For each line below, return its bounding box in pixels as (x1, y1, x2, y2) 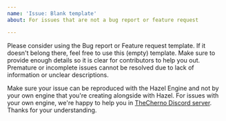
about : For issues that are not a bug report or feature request (7, 16, 198, 23)
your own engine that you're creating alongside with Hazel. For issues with (7, 91, 219, 100)
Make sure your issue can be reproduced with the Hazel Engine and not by (7, 84, 219, 92)
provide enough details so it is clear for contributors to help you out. (7, 56, 201, 64)
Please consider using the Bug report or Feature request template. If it (7, 41, 206, 49)
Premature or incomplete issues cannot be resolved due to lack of (7, 63, 194, 71)
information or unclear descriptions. (7, 70, 109, 79)
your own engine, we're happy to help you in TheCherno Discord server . (7, 98, 212, 107)
